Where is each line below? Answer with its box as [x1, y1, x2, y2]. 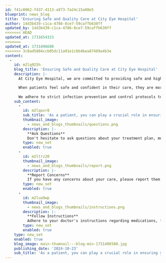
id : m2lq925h [14, 62, 41, 67]
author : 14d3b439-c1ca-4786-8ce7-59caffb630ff [5, 21, 103, 26]
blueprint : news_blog [5, 12, 50, 17]
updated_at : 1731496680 [5, 44, 54, 49]
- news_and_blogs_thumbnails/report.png [27, 163, 112, 168]
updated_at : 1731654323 [5, 35, 54, 40]
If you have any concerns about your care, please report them [27, 177, 161, 182]
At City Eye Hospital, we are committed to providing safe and [18, 76, 152, 81]
